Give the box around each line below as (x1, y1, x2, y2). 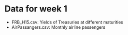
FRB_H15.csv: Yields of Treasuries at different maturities (11, 19, 124, 25)
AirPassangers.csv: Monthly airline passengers (11, 24, 106, 30)
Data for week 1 (4, 3, 68, 14)
